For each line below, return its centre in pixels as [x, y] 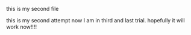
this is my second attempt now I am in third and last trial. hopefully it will [95, 20]
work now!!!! [22, 27]
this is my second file [33, 9]
